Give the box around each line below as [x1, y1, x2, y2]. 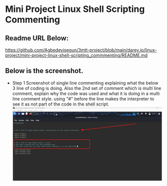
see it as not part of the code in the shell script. [12, 101, 109, 107]
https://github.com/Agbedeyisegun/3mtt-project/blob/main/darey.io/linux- [5, 47, 157, 53]
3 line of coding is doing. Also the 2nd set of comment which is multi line [12, 85, 162, 91]
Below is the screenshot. [5, 67, 83, 75]
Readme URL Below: [5, 34, 69, 42]
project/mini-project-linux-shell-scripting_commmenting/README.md [5, 52, 148, 58]
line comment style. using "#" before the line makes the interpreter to [12, 95, 155, 101]
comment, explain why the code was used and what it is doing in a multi [12, 91, 160, 96]
